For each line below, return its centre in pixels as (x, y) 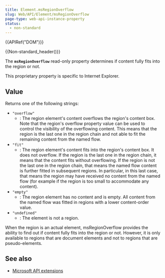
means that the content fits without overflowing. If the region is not (87, 160)
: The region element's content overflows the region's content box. (87, 118)
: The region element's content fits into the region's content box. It (87, 150)
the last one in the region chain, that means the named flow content (88, 165)
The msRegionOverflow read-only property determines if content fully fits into (82, 61)
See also (18, 259)
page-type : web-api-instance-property (45, 19)
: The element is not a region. (49, 218)
